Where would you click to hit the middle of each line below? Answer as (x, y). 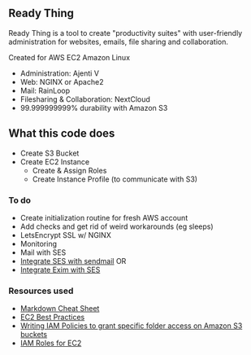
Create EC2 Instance (55, 161)
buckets (34, 335)
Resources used (41, 291)
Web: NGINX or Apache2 (62, 81)
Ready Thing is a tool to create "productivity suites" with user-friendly (125, 33)
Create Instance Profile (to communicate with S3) (115, 179)
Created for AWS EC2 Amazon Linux (69, 57)
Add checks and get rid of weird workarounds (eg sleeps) (117, 226)
